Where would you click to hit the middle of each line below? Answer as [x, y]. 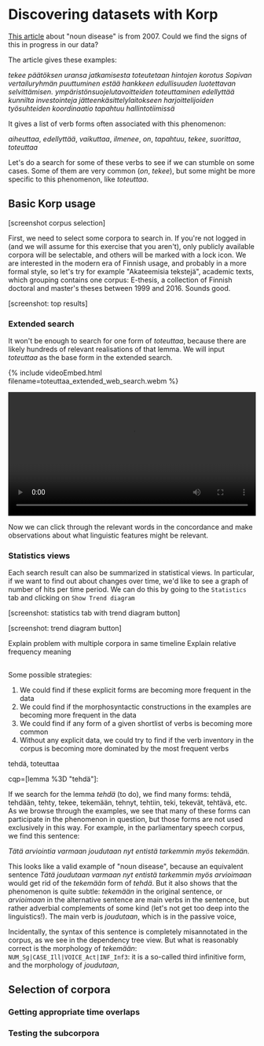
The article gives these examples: [62, 60]
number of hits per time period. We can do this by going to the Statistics [127, 589]
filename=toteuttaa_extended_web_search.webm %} [93, 381]
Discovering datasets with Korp [113, 15]
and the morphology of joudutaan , [64, 965]
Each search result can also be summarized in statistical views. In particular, [132, 573]
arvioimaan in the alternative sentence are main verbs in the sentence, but [129, 899]
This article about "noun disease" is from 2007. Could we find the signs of [128, 36]
